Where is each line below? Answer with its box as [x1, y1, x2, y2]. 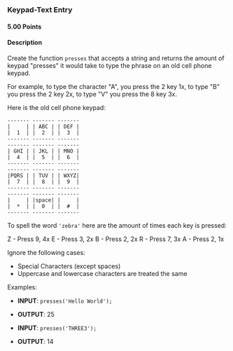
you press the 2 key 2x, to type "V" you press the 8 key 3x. [7, 90, 177, 98]
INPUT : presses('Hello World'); [17, 296, 113, 305]
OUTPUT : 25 [17, 310, 55, 318]
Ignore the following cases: [7, 248, 85, 256]
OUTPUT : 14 [17, 337, 54, 345]
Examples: [7, 282, 37, 291]
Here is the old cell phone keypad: [7, 103, 106, 111]
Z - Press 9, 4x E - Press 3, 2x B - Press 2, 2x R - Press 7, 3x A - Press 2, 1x [7, 235, 225, 243]
